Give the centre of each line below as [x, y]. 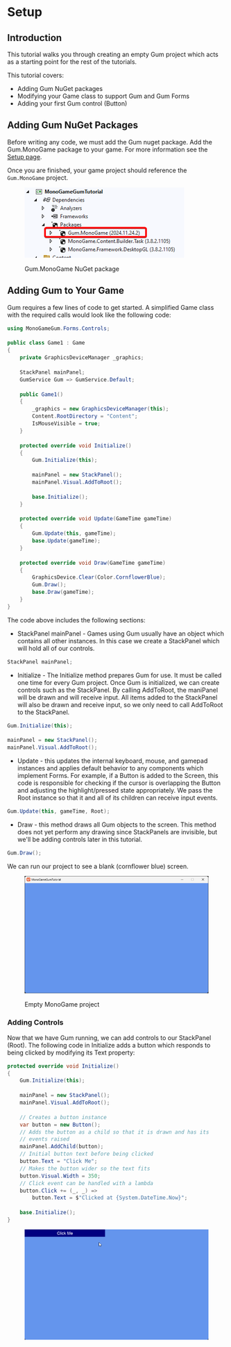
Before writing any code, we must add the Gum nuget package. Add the [110, 142]
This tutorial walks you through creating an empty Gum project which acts [113, 54]
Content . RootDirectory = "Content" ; [85, 416]
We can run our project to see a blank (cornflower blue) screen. [98, 866]
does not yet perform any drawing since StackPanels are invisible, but [117, 832]
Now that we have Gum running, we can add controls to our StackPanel [109, 1038]
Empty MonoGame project [62, 1005]
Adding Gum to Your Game [66, 291]
